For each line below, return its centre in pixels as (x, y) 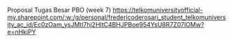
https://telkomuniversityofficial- (158, 10)
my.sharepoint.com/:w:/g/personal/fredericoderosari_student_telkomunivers (117, 17)
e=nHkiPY (22, 32)
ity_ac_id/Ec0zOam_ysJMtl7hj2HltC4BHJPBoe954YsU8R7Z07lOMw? (106, 24)
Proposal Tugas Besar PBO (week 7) (59, 10)
